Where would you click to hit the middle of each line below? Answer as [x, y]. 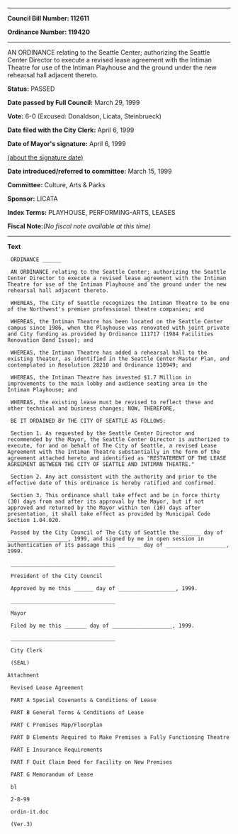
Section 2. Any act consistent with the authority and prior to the [114, 477]
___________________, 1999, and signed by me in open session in [106, 539]
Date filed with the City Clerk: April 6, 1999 [71, 130]
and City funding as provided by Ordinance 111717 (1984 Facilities [110, 334]
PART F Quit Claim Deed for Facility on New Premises [91, 762]
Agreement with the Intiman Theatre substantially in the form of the [114, 452]
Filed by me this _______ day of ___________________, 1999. [102, 625]
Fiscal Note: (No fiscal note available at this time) [79, 226]
